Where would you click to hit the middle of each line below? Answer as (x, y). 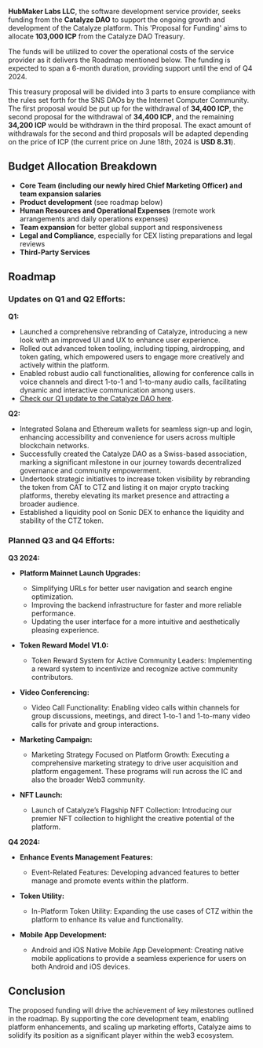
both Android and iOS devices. (81, 966)
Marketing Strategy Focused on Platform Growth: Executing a (130, 754)
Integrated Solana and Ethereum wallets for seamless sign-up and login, (136, 429)
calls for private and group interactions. (95, 724)
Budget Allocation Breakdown (82, 167)
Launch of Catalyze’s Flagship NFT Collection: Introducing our (131, 810)
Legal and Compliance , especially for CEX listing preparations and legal (136, 236)
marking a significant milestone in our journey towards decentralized (130, 462)
